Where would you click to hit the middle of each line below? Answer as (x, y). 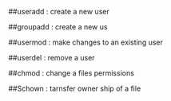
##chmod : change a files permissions (71, 73)
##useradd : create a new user (59, 12)
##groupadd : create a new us (58, 27)
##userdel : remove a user (52, 58)
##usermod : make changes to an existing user (86, 42)
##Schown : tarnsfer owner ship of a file (75, 88)
